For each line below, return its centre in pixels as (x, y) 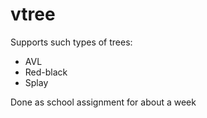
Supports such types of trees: (71, 42)
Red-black (46, 72)
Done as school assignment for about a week (103, 102)
